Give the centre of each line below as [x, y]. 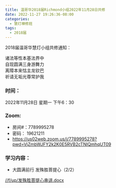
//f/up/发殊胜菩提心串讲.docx [35, 180]
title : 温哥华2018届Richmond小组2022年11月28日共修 [55, 10]
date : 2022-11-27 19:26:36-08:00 [39, 14]
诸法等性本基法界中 [25, 58]
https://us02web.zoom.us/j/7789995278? [55, 139]
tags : [11, 28]
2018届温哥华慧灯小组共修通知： [38, 47]
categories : [17, 19]
